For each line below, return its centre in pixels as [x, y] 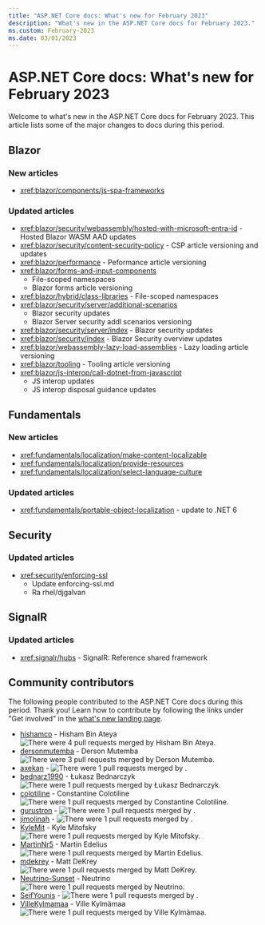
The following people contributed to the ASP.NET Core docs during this [126, 702]
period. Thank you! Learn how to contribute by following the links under [126, 710]
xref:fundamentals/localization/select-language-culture [111, 471]
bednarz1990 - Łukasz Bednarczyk [77, 776]
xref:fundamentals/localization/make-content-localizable [113, 455]
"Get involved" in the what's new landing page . [85, 719]
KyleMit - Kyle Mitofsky [58, 828]
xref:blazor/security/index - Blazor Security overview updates [121, 339]
